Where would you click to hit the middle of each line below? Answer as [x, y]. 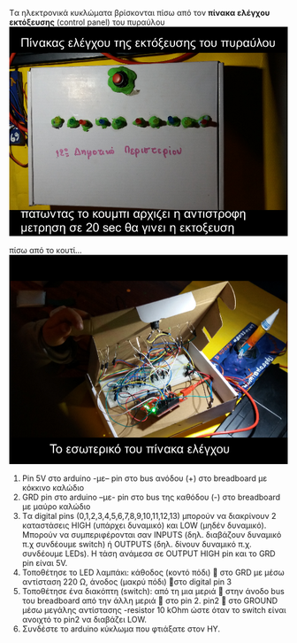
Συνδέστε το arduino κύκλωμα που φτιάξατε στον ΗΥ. [121, 629]
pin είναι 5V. [45, 563]
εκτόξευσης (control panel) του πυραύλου [87, 22]
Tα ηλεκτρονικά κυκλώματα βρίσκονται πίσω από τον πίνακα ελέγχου [140, 13]
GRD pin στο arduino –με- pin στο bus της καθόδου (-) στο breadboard [151, 497]
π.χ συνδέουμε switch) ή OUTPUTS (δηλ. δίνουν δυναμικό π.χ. [137, 544]
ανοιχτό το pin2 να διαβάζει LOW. [84, 620]
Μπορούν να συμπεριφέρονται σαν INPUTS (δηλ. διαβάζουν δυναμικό [152, 535]
